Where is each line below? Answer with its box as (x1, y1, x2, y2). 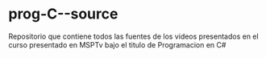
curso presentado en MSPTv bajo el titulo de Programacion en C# (8, 39, 227, 49)
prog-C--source (8, 5, 118, 23)
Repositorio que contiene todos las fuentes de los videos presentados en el (8, 31, 260, 41)
